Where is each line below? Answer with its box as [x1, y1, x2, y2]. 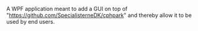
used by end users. [6, 18, 55, 25]
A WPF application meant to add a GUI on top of [6, 5, 128, 12]
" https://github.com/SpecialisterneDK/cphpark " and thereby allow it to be [6, 12, 192, 19]
